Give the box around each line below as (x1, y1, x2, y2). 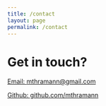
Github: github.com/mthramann (7, 91, 99, 100)
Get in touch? (7, 54, 88, 70)
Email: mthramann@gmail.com (7, 77, 96, 86)
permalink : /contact (7, 23, 69, 30)
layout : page (7, 17, 46, 24)
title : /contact (7, 10, 55, 18)
